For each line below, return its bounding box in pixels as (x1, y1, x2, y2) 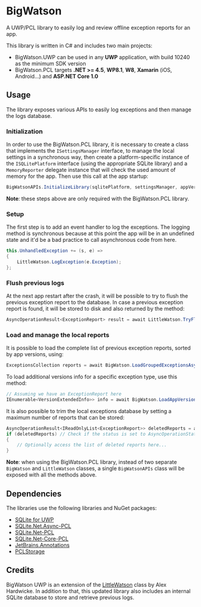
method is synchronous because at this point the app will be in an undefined (6, 230, 194, 237)
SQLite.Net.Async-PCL (14, 523, 72, 529)
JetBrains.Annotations (14, 542, 70, 548)
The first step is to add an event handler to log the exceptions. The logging (6, 223, 190, 231)
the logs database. (6, 112, 52, 119)
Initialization (6, 127, 43, 135)
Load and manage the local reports (6, 330, 109, 339)
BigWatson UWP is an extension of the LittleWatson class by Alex (6, 581, 167, 588)
